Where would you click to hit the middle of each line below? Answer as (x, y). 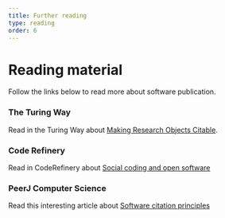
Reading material (66, 70)
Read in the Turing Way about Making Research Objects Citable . (113, 130)
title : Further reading (48, 16)
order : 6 (23, 30)
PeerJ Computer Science (57, 188)
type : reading (32, 23)
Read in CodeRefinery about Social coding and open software (109, 167)
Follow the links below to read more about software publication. (112, 91)
